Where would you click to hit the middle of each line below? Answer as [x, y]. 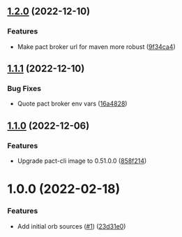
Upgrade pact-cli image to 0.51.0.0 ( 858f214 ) [82, 161]
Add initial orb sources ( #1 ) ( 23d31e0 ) [71, 226]
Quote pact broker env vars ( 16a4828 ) [72, 103]
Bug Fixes [24, 88]
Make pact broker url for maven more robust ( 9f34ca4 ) [96, 46]
